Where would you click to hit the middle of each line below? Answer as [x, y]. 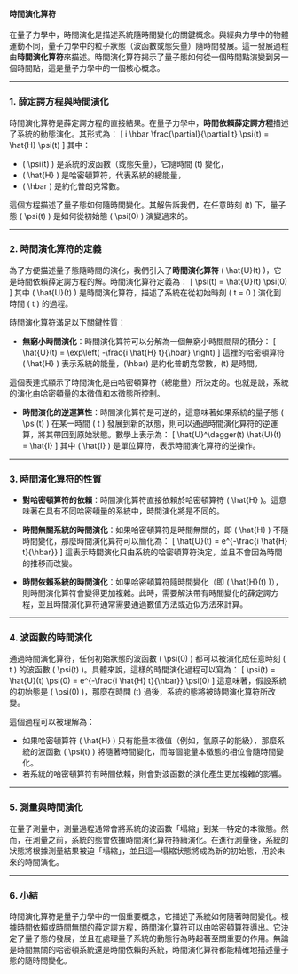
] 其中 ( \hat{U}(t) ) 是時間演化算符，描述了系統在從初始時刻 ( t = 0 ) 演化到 [145, 292]
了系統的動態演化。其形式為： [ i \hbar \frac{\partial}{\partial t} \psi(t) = [139, 134]
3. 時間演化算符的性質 [55, 479]
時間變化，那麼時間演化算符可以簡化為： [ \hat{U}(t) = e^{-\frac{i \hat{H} [155, 541]
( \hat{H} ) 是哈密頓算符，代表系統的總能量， [104, 175]
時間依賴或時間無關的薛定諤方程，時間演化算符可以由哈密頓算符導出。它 [149, 927]
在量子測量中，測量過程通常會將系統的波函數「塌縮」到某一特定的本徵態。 [145, 829]
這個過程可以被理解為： [52, 722]
